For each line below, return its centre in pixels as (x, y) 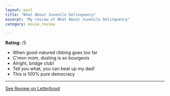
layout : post (19, 10)
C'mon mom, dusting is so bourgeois (51, 58)
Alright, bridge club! (33, 63)
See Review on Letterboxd (33, 88)
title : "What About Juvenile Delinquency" (51, 15)
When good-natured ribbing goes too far (55, 53)
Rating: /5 (16, 43)
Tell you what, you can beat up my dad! (54, 69)
